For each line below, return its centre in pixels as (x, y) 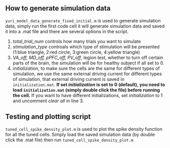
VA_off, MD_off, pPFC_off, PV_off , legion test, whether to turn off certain (88, 57)
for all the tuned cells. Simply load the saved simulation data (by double (80, 134)
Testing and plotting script (48, 117)
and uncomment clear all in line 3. (48, 101)
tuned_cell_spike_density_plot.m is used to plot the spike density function (84, 129)
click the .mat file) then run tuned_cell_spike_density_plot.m (69, 140)
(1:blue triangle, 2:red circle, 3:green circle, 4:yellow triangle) (76, 52)
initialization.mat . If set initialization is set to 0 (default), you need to (89, 84)
